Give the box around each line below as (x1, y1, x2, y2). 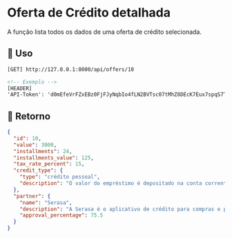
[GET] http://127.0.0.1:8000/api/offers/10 (7, 66, 135, 73)
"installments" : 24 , (13, 148, 72, 155)
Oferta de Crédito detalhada (7, 5, 171, 21)
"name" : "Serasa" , (19, 199, 72, 206)
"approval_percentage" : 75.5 (19, 212, 104, 219)
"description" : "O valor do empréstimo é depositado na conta (19, 180, 202, 187)
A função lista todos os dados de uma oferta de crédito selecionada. (7, 28, 202, 36)
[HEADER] (7, 85, 32, 92)
